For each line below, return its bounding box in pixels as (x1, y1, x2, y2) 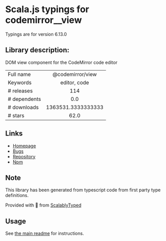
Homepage (12, 143, 37, 149)
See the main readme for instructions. (5, 230, 84, 236)
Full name (8, 71, 31, 78)
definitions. (5, 192, 29, 198)
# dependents (8, 95, 42, 102)
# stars (8, 112, 24, 119)
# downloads (8, 104, 39, 111)
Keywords (8, 79, 32, 86)
